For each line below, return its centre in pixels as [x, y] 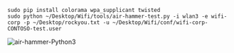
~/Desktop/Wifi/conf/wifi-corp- [160, 23]
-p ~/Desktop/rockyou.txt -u [67, 23]
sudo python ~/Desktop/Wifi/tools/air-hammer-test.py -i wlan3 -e [108, 16]
